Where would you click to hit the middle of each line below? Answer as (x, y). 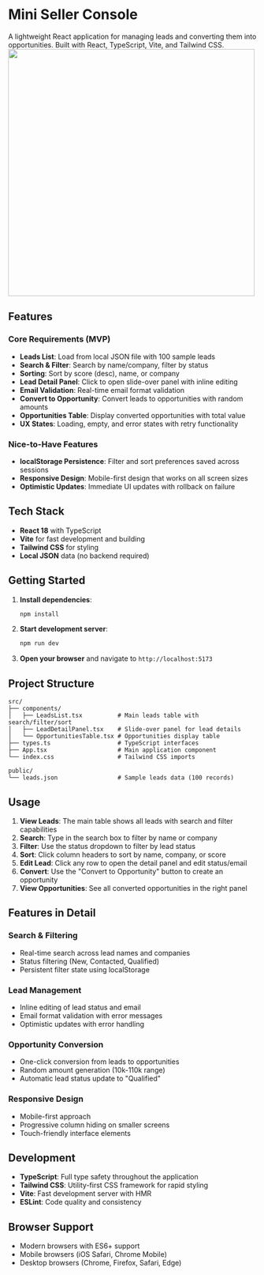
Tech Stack (36, 511)
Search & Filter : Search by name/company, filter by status (114, 364)
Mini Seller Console (73, 15)
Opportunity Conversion (56, 1044)
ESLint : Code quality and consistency (80, 1202)
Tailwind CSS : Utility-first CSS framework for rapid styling (114, 1185)
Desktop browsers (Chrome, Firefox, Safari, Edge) (100, 1263)
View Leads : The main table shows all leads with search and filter (126, 820)
